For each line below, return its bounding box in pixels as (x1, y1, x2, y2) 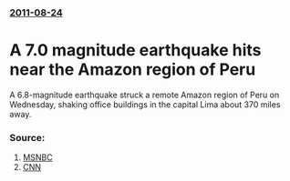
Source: (9, 131, 46, 144)
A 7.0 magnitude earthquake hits (9, 40, 262, 61)
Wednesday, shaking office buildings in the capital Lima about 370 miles (9, 98, 281, 110)
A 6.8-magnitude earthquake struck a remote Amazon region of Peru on (9, 89, 280, 100)
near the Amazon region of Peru (9, 59, 256, 80)
